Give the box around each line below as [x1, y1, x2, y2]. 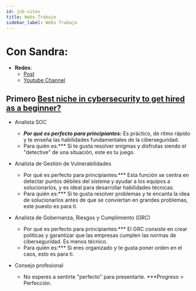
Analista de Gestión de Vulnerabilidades [14, 160, 111, 168]
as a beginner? [6, 103, 62, 113]
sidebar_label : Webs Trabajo [6, 19, 77, 25]
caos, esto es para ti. [23, 250, 75, 257]
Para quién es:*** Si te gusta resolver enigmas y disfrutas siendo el [23, 142, 187, 150]
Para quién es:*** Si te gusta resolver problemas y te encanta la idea [23, 190, 190, 198]
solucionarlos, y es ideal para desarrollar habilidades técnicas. [23, 184, 174, 191]
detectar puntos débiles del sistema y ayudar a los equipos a [23, 178, 171, 185]
